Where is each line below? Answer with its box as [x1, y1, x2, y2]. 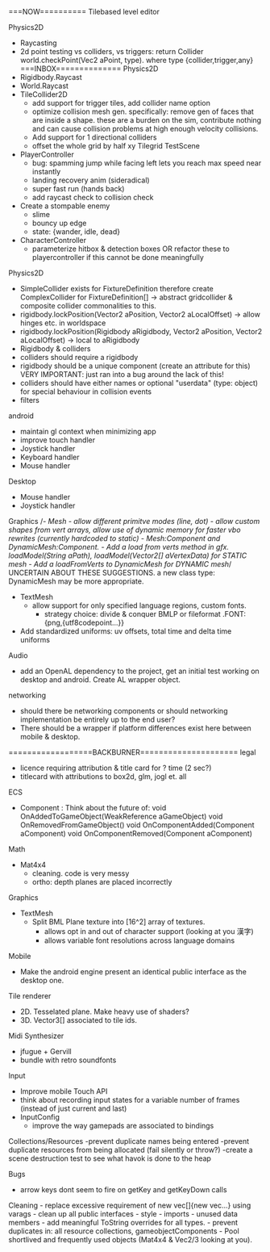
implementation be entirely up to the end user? [19, 714, 176, 724]
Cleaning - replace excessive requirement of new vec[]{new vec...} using [8, 1200, 251, 1210]
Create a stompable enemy [19, 201, 110, 211]
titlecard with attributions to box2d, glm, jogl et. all [19, 772, 187, 781]
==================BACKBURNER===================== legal [8, 747, 256, 757]
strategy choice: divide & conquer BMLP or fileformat [44, 609, 222, 618]
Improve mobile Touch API [19, 1087, 108, 1096]
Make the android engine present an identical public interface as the [19, 967, 247, 976]
